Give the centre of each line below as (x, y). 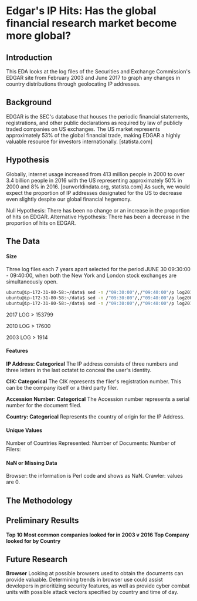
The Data (23, 242)
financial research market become (91, 23)
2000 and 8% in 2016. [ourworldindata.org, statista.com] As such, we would (98, 187)
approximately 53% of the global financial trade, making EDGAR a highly (93, 135)
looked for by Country (33, 541)
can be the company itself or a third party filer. (62, 388)
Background (29, 102)
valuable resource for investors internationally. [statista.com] (79, 141)
